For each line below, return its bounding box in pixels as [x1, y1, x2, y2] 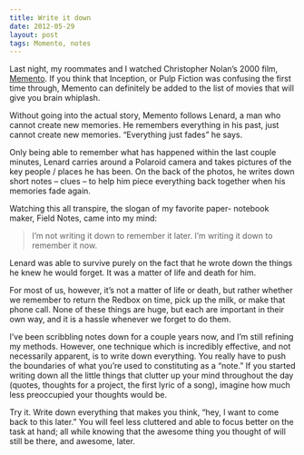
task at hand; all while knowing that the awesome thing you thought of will [9, 426, 286, 437]
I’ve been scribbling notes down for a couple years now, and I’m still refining [9, 331, 294, 342]
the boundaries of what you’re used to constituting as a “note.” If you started [9, 361, 296, 371]
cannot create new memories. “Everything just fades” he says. [9, 129, 243, 141]
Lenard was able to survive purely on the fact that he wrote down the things [9, 258, 293, 269]
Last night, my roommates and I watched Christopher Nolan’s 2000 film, [9, 64, 279, 74]
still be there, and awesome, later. [9, 436, 136, 447]
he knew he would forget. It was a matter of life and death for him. [9, 267, 257, 278]
